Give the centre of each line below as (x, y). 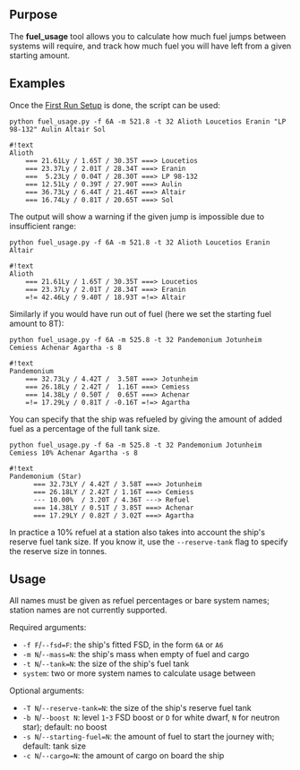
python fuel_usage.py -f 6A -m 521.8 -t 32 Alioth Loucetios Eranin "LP (148, 121)
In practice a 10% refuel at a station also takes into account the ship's (137, 532)
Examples (37, 84)
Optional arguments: (47, 691)
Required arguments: (48, 628)
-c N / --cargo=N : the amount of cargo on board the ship (123, 756)
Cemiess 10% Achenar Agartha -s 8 (74, 453)
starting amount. (39, 55)
